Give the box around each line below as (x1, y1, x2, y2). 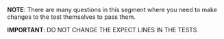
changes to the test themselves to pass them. (7, 13, 136, 21)
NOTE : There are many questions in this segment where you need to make (7, 6, 218, 13)
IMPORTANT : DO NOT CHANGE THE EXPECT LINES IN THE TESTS (7, 26, 197, 34)
